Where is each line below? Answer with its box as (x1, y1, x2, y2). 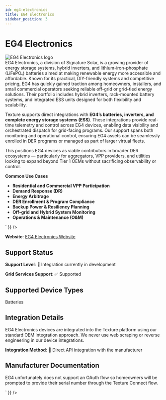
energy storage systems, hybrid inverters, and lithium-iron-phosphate (5, 65, 148, 71)
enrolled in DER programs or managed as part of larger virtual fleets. (5, 138, 145, 144)
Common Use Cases (5, 173, 48, 179)
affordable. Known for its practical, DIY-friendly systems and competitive (5, 76, 154, 82)
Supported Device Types (5, 286, 83, 294)
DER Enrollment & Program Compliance (12, 199, 95, 204)
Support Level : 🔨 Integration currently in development (5, 262, 116, 268)
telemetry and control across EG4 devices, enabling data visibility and (15, 122, 159, 128)
